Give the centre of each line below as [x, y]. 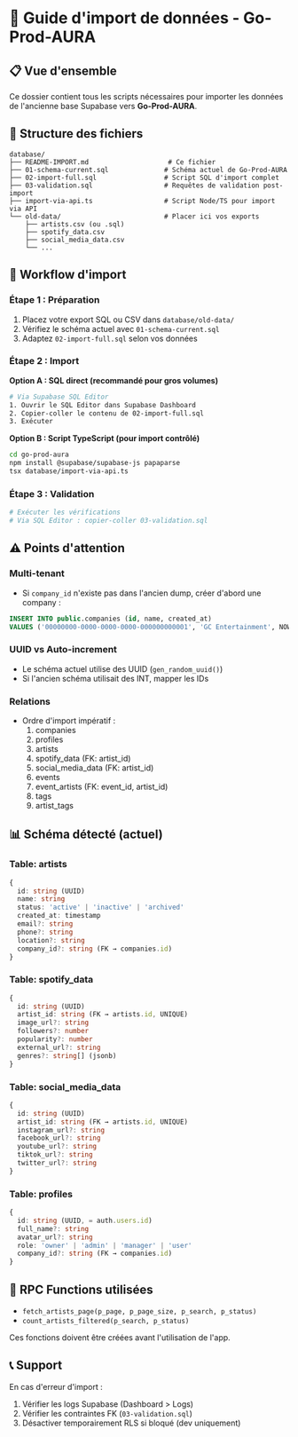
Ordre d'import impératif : [69, 721]
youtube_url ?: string [57, 1147]
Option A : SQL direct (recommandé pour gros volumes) [114, 380]
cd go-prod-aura [39, 455]
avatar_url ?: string [55, 1237]
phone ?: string [45, 932]
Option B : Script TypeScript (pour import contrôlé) [105, 438]
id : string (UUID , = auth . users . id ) [85, 1220]
